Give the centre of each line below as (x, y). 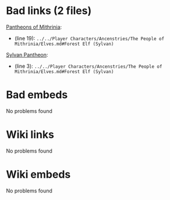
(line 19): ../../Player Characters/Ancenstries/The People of (89, 38)
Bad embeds (37, 95)
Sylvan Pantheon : (27, 54)
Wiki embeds (38, 174)
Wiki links (30, 135)
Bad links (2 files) (49, 11)
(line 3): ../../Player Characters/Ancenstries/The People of (88, 66)
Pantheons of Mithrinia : (34, 27)
